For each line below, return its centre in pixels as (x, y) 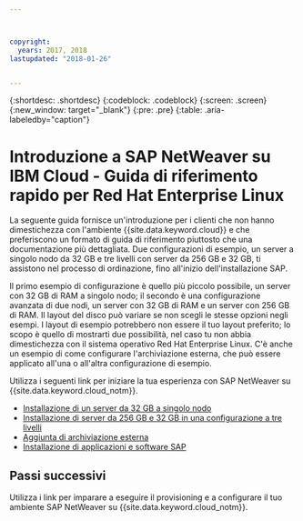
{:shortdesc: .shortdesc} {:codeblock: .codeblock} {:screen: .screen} (138, 100)
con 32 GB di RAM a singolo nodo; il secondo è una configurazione (135, 296)
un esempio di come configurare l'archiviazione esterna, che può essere (145, 354)
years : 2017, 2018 (53, 50)
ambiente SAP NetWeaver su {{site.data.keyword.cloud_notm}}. (129, 507)
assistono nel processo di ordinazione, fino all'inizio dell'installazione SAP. (149, 268)
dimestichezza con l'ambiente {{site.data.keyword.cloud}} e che (130, 230)
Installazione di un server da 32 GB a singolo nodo (117, 408)
